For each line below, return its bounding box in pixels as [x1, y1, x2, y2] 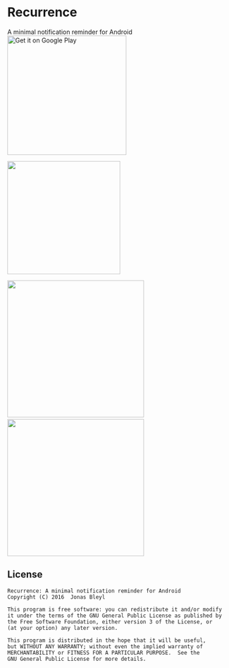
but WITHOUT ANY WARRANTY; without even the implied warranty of [7, 643, 203, 650]
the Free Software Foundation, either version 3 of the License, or [7, 618, 213, 626]
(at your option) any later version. [7, 624, 118, 631]
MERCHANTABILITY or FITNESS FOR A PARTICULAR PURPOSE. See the [7, 649, 200, 656]
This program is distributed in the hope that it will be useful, [7, 637, 206, 644]
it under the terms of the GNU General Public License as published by [7, 612, 222, 619]
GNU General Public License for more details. [7, 655, 147, 662]
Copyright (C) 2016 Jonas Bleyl [7, 593, 106, 601]
